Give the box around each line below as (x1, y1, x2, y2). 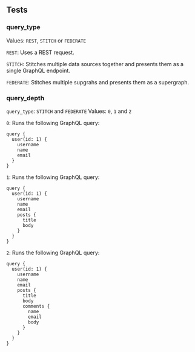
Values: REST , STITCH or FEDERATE (6, 36, 87, 44)
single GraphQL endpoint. (6, 67, 71, 74)
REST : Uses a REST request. (6, 49, 74, 56)
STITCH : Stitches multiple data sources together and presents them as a (6, 60, 183, 67)
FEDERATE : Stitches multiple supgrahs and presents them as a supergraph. (6, 78, 190, 86)
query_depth (6, 93, 45, 102)
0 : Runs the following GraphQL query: (6, 119, 100, 126)
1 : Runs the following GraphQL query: (6, 173, 100, 181)
